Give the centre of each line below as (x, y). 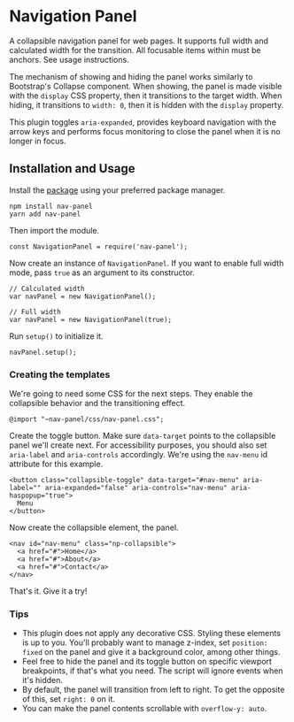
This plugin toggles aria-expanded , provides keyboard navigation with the (143, 122)
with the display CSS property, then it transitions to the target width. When (146, 96)
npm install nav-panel (51, 206)
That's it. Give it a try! (48, 591)
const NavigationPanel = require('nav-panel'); (99, 246)
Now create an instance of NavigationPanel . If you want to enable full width (147, 263)
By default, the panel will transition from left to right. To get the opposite (153, 690)
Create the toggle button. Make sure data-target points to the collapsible (143, 436)
